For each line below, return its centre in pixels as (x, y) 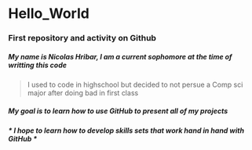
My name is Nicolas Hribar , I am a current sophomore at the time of (121, 56)
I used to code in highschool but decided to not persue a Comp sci (135, 85)
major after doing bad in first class (83, 93)
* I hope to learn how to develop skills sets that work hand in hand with (126, 130)
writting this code (38, 65)
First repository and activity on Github (82, 38)
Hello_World (49, 14)
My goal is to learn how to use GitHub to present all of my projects (118, 111)
